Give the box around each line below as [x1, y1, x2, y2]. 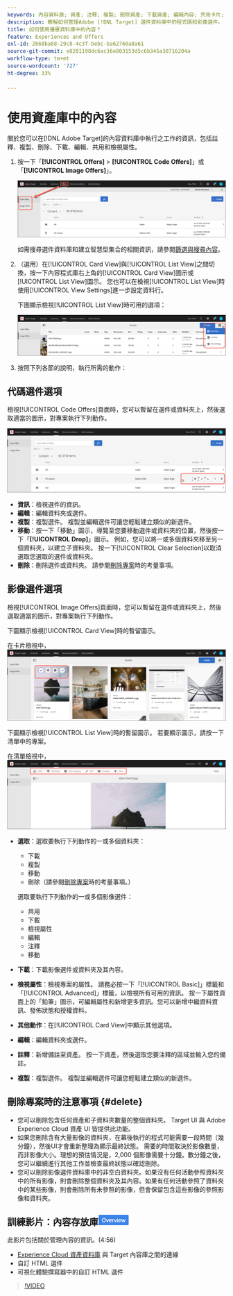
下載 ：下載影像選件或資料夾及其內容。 [17, 965, 127, 973]
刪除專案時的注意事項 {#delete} [7, 1096, 144, 1108]
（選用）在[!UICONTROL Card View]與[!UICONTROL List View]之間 [17, 260, 209, 269]
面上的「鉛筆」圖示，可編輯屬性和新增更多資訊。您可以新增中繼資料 [17, 997, 212, 1006]
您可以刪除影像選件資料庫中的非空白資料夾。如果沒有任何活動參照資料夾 [17, 1168, 224, 1176]
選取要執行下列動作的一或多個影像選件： [17, 892, 133, 900]
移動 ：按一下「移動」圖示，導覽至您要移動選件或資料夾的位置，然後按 [17, 526, 218, 535]
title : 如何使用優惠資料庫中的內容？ [7, 26, 102, 33]
